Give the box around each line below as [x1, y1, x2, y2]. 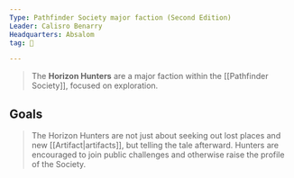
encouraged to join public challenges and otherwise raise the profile [31, 149, 285, 160]
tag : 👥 [9, 38, 34, 48]
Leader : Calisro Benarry [9, 22, 103, 31]
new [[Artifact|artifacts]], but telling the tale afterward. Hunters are [31, 140, 280, 151]
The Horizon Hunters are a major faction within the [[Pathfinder [31, 71, 269, 82]
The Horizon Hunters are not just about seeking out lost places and [31, 130, 281, 141]
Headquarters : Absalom [9, 30, 95, 39]
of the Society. [31, 159, 87, 170]
